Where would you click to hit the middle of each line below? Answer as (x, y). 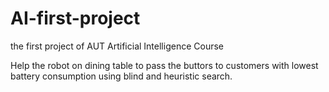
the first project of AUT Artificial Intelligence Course (117, 46)
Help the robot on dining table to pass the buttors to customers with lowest (164, 65)
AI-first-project (75, 18)
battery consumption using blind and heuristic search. (121, 76)
